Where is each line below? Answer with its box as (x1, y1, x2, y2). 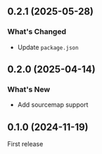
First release (7, 140, 44, 148)
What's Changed (7, 27, 67, 37)
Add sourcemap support (17, 100, 89, 109)
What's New (7, 85, 51, 94)
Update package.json (17, 42, 79, 52)
